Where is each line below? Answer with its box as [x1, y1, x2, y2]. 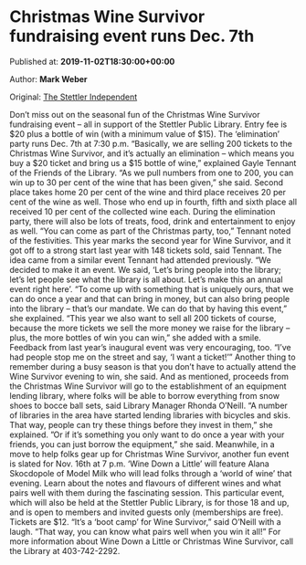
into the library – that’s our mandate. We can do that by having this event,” [9, 303, 288, 314]
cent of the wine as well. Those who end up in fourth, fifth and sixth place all [9, 196, 298, 207]
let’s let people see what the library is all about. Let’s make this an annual [9, 274, 283, 285]
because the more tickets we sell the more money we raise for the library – [9, 322, 290, 333]
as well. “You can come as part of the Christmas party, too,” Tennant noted [9, 225, 291, 236]
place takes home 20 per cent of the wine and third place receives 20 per [9, 186, 286, 197]
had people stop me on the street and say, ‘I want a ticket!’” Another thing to [9, 351, 296, 362]
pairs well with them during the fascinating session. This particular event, [9, 487, 285, 498]
